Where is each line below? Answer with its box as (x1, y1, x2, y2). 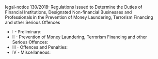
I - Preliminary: (12, 29, 42, 34)
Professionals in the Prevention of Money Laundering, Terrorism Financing (5, 15, 154, 20)
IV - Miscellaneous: (12, 49, 51, 55)
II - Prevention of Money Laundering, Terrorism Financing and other (12, 34, 147, 40)
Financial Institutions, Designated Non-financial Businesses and (5, 9, 132, 15)
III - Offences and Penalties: (12, 44, 68, 50)
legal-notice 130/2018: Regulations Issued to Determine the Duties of (5, 4, 142, 10)
